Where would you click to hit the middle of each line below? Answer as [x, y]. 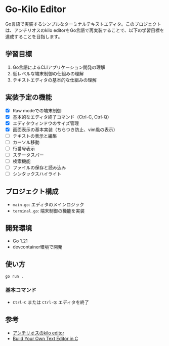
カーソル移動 [26, 142]
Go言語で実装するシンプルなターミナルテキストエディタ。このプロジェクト [83, 24]
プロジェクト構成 [32, 191]
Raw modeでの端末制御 [37, 110]
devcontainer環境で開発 [37, 247]
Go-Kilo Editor [36, 9]
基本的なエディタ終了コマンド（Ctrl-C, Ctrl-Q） [62, 117]
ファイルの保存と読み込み [39, 167]
